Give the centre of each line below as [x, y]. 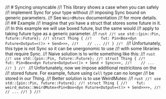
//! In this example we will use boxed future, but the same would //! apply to [82, 28]
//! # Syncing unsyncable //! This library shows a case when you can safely [82, 7]
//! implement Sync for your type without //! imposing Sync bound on [76, 12]
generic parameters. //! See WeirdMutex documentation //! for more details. [81, 18]
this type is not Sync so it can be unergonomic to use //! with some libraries [83, 49]
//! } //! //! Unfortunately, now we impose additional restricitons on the [81, 68]
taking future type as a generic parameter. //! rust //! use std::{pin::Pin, [83, 34]
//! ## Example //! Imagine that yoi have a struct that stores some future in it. [83, 23]
